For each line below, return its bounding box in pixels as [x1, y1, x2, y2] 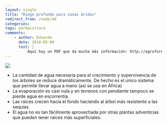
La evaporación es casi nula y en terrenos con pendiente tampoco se [12, 88, 154, 94]
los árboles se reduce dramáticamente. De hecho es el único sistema [12, 77, 154, 83]
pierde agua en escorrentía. [12, 93, 70, 99]
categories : [5, 21, 30, 26]
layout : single [5, 7, 37, 12]
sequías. [12, 104, 30, 110]
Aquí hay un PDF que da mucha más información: [27, 49, 128, 54]
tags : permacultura [5, 26, 46, 31]
